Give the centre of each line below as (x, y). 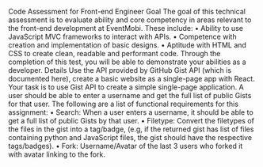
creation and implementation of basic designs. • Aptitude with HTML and (128, 45)
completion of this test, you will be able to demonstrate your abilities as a (128, 62)
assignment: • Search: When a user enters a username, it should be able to (131, 112)
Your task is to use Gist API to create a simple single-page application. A (126, 87)
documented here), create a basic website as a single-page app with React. (131, 79)
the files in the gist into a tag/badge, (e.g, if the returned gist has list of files (131, 129)
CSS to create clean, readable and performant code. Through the (114, 53)
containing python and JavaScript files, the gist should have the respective (130, 137)
